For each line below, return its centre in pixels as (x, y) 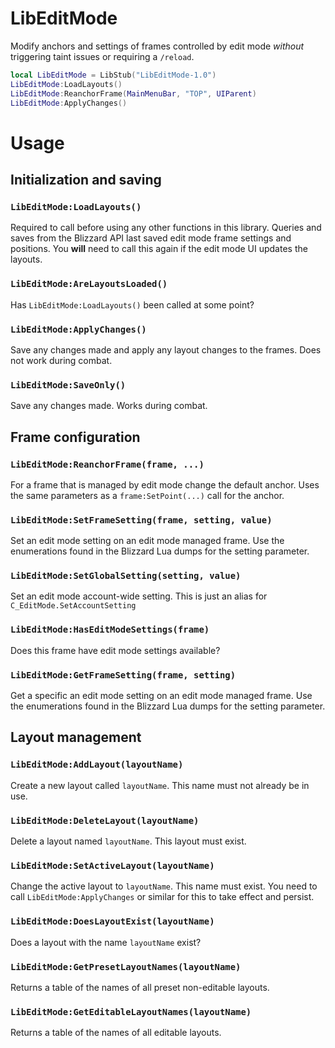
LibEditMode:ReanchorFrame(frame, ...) (107, 464)
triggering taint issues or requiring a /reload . (102, 56)
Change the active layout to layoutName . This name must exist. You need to (164, 886)
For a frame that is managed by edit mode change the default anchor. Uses (165, 484)
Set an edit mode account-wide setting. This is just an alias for (139, 596)
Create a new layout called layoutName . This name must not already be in (160, 785)
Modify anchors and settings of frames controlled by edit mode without (157, 46)
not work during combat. (61, 360)
